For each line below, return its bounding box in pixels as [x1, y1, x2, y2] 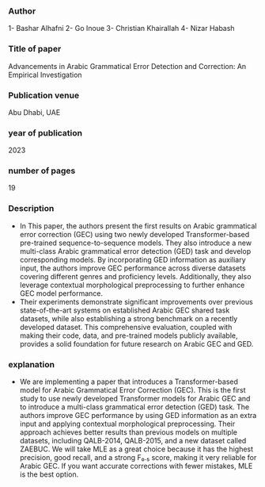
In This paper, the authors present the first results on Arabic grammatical [19, 220, 257, 231]
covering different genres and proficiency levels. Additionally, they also [19, 271, 252, 281]
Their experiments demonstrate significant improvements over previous [19, 297, 253, 306]
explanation [8, 359, 55, 370]
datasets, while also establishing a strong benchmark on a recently [19, 313, 238, 323]
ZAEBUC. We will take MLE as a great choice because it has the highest [19, 444, 254, 454]
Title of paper [8, 44, 62, 55]
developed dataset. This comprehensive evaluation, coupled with [19, 322, 233, 332]
